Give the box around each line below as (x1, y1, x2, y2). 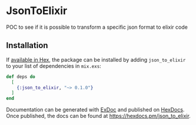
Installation (6, 40, 48, 50)
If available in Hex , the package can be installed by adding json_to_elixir (6, 56, 186, 63)
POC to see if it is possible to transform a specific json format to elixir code (6, 23, 188, 31)
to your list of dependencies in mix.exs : (6, 62, 101, 69)
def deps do (6, 73, 35, 80)
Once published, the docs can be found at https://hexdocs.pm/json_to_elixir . (6, 113, 191, 120)
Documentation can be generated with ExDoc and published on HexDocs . (6, 106, 185, 113)
